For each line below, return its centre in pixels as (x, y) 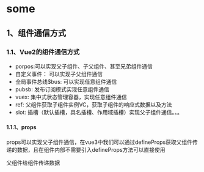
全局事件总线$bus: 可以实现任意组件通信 (66, 81)
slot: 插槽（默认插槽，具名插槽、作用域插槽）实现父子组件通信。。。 (99, 112)
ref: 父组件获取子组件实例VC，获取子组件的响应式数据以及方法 (93, 104)
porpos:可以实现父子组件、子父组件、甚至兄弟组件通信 (84, 66)
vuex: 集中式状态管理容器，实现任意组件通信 (71, 97)
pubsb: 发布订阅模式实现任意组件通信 (62, 89)
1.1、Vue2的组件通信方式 (43, 52)
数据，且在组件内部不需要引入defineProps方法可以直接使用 (91, 150)
